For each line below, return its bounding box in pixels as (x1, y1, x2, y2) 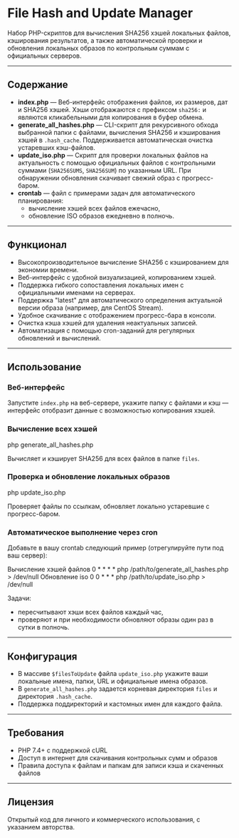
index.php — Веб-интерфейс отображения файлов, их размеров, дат (17, 98, 228, 106)
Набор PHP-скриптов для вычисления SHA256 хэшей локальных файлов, (7, 29, 231, 37)
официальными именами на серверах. (17, 288, 136, 297)
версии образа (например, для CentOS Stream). (17, 303, 164, 312)
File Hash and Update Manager (7, 5, 193, 21)
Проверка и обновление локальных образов (7, 472, 171, 482)
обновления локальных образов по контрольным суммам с (7, 44, 190, 52)
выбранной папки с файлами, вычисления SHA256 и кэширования (17, 128, 221, 136)
